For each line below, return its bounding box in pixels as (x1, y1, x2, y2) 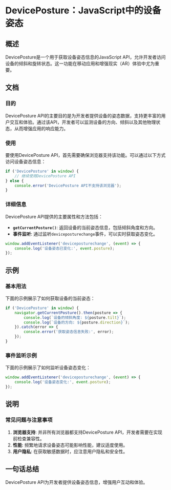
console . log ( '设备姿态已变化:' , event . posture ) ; (14, 246, 115, 251)
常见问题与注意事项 (5, 416, 53, 423)
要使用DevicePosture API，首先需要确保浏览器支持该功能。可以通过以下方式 (5, 152, 166, 158)
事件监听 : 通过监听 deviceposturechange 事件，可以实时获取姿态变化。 (12, 231, 158, 237)
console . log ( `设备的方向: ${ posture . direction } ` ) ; (24, 320, 130, 325)
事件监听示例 (5, 352, 37, 359)
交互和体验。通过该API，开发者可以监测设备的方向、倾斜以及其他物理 (9, 119, 156, 125)
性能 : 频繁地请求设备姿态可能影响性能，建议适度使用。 (12, 442, 128, 448)
